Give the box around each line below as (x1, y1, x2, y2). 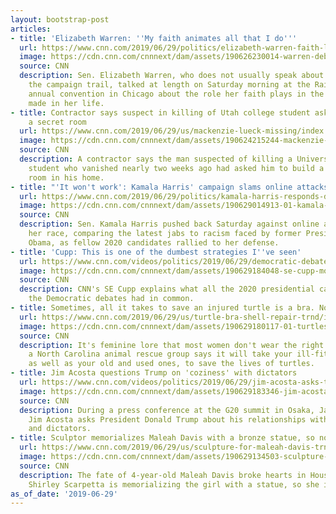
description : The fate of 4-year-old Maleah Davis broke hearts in (19, 470, 307, 480)
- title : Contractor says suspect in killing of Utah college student (10, 107, 311, 118)
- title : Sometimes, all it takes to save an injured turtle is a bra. (10, 303, 315, 313)
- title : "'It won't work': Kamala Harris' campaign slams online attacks (10, 182, 329, 192)
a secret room (28, 117, 87, 127)
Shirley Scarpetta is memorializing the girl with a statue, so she (28, 479, 320, 490)
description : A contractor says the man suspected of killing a (19, 154, 293, 164)
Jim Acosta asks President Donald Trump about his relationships (28, 414, 307, 425)
